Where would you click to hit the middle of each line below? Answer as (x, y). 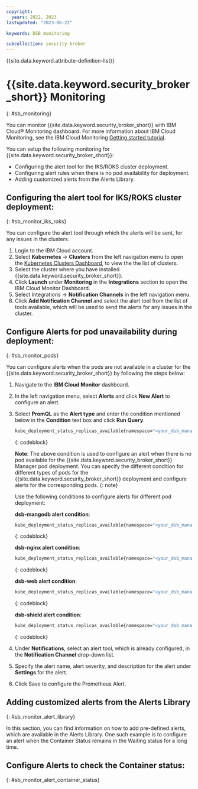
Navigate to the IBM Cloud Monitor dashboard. (72, 384)
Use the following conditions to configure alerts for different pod (93, 496)
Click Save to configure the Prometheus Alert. (70, 684)
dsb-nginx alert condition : (48, 548)
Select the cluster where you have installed (67, 269)
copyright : (20, 12)
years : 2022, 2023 (34, 17)
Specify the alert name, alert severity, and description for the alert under (103, 666)
